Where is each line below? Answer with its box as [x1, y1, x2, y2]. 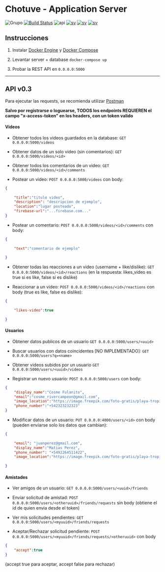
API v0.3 [5, 85, 32, 93]
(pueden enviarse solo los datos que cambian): [12, 422, 108, 428]
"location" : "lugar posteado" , [14, 204, 76, 209]
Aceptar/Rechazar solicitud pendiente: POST [12, 528, 100, 534]
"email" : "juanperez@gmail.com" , [14, 441, 82, 446]
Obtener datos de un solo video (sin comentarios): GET [12, 148, 122, 154]
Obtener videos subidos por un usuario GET [12, 362, 100, 368]
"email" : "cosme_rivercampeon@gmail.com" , [14, 394, 100, 399]
